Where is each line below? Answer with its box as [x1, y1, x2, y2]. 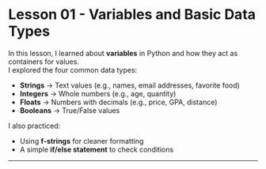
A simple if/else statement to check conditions [19, 145, 174, 154]
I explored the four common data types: [8, 65, 138, 74]
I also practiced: [8, 121, 61, 130]
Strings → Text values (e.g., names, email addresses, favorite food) [19, 81, 240, 90]
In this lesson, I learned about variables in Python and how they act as [8, 48, 238, 58]
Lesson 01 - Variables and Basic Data [8, 6, 256, 24]
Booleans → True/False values [19, 105, 120, 115]
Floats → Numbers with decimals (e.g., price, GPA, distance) [19, 97, 218, 107]
